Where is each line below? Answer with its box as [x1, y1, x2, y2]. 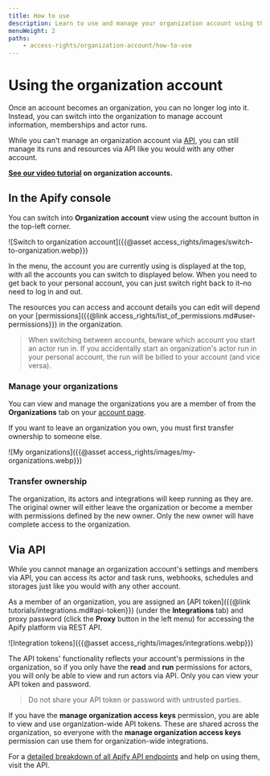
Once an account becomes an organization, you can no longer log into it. [8, 103, 249, 113]
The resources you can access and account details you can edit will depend [8, 302, 260, 312]
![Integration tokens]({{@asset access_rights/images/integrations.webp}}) [8, 638, 254, 648]
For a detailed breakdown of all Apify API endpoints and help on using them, [8, 752, 260, 762]
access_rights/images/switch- [153, 236, 253, 246]
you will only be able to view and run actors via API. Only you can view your [8, 671, 259, 680]
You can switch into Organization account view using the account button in [8, 212, 260, 222]
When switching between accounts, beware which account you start [27, 335, 256, 344]
